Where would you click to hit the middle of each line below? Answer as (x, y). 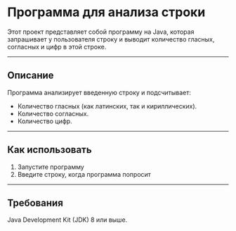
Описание (31, 76)
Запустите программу (51, 167)
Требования (35, 202)
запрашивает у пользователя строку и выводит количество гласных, (111, 39)
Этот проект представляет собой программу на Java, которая (101, 32)
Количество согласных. (53, 113)
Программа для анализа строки (106, 12)
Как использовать (50, 150)
